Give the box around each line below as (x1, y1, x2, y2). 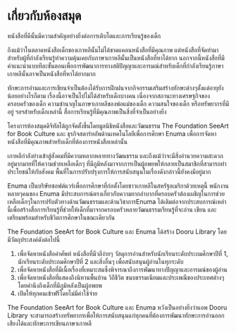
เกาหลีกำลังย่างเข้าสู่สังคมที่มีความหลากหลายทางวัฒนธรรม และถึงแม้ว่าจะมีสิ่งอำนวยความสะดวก (7, 151, 223, 159)
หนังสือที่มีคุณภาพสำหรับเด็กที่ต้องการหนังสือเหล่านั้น (7, 137, 128, 145)
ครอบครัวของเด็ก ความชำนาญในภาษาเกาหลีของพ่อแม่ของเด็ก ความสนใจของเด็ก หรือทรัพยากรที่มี (7, 99, 230, 108)
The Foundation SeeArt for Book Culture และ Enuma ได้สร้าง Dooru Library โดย (7, 227, 227, 236)
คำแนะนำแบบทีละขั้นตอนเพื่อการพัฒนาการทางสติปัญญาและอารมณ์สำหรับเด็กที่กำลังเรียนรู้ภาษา (7, 61, 224, 70)
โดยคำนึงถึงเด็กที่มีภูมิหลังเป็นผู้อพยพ (17, 281, 102, 289)
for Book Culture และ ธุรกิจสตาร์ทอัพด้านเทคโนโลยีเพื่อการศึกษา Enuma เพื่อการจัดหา (7, 129, 217, 138)
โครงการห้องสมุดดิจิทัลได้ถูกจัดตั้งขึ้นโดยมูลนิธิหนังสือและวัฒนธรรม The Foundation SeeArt (7, 121, 229, 130)
